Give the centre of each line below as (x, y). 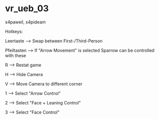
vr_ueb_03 (27, 9)
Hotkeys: (14, 31)
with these (16, 55)
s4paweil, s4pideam (25, 22)
